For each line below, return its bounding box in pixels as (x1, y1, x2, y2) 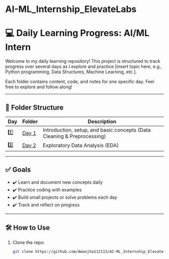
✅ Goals (5, 166, 31, 174)
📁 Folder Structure (5, 103, 64, 111)
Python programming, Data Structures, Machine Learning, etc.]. (5, 69, 137, 75)
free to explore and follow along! (5, 84, 72, 90)
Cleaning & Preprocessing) (42, 133, 107, 140)
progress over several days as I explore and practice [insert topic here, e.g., (5, 64, 162, 70)
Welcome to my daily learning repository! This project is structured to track (5, 58, 160, 64)
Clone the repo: (12, 239, 45, 245)
